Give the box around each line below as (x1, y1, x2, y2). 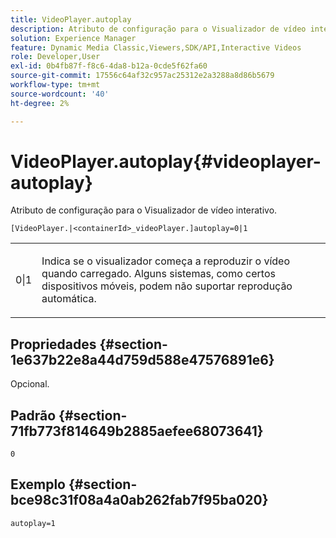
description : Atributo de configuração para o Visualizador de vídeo (10, 24, 307, 34)
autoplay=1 (10, 518, 56, 528)
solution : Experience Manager (10, 33, 137, 43)
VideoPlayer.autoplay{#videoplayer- (10, 150, 322, 173)
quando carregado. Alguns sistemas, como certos (41, 267, 276, 281)
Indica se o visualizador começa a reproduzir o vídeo (41, 254, 291, 268)
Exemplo (10, 476, 66, 493)
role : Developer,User (10, 52, 101, 62)
